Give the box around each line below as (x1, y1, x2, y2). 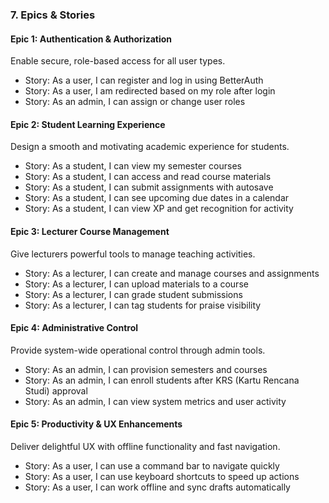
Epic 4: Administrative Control (10, 322, 139, 334)
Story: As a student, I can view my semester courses (24, 160, 242, 172)
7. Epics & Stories (10, 8, 96, 22)
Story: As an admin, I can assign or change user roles (24, 96, 246, 108)
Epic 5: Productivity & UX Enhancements (10, 418, 183, 430)
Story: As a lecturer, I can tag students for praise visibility (24, 299, 262, 311)
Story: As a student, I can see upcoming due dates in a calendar (24, 192, 290, 204)
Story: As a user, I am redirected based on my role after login (24, 85, 276, 97)
